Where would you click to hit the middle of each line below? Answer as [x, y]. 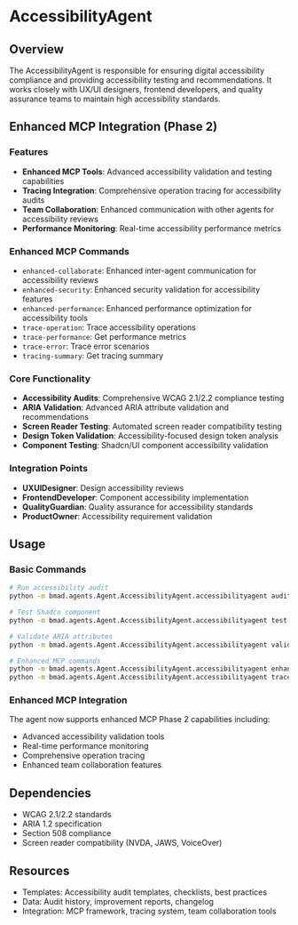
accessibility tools [55, 318]
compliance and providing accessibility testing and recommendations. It [141, 80]
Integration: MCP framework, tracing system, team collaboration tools [149, 911]
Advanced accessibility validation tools [93, 736]
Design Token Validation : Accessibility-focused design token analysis [150, 436]
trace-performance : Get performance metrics [104, 336]
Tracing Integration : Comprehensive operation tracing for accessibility [152, 190]
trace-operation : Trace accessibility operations [109, 327]
